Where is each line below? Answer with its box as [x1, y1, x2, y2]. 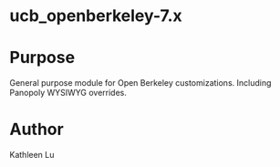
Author [9, 120, 64, 140]
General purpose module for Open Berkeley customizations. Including [9, 78, 272, 89]
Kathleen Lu [9, 150, 55, 161]
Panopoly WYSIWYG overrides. [9, 88, 128, 99]
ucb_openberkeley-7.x [9, 5, 182, 26]
